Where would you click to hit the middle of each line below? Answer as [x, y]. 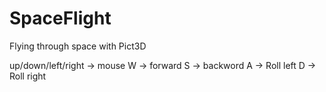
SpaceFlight [60, 18]
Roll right [28, 76]
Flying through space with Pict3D [78, 46]
